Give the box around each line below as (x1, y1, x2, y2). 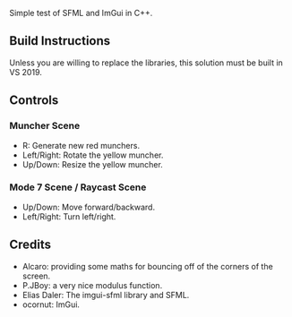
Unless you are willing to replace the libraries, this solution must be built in (9, 57, 284, 68)
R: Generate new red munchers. (21, 140, 141, 150)
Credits (9, 237, 52, 253)
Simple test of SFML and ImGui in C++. (9, 8, 153, 18)
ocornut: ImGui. (21, 299, 81, 310)
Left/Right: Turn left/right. (21, 210, 116, 222)
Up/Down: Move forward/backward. (21, 201, 155, 212)
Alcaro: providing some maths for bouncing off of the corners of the (21, 261, 273, 271)
